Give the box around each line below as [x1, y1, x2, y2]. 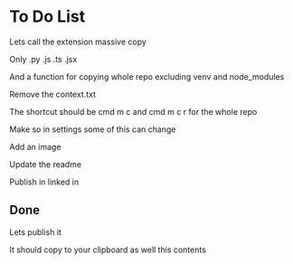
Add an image [9, 141, 61, 152]
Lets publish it [9, 226, 61, 237]
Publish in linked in [9, 176, 80, 187]
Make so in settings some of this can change [9, 124, 176, 135]
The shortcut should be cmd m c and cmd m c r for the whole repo [9, 106, 258, 117]
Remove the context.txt [9, 89, 97, 99]
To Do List [9, 6, 86, 27]
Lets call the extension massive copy [9, 36, 147, 47]
